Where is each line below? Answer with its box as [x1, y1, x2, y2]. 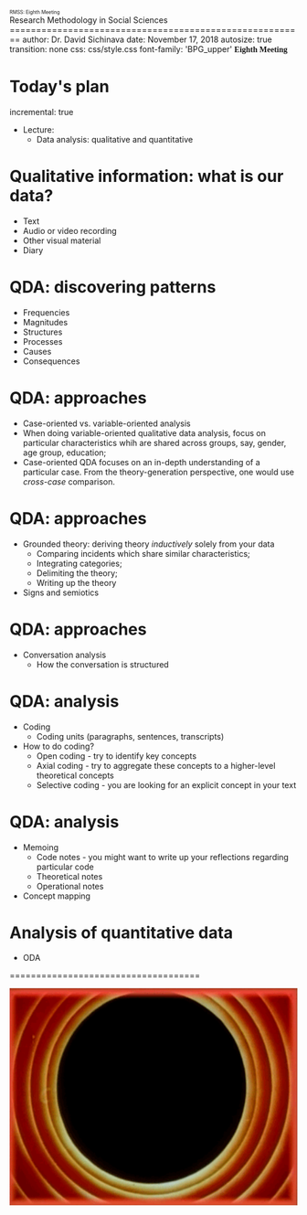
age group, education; [22, 447, 107, 458]
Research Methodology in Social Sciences [9, 15, 168, 26]
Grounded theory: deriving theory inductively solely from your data [22, 538, 275, 549]
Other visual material [22, 235, 101, 246]
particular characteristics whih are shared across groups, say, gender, [22, 437, 287, 448]
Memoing [22, 841, 59, 853]
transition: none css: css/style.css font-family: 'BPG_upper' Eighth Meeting [9, 44, 288, 54]
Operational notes [36, 880, 104, 891]
